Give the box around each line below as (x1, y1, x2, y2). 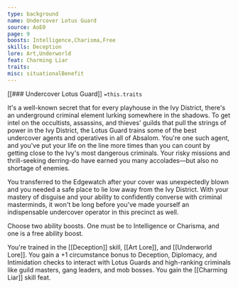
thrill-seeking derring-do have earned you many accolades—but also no (7, 156, 219, 164)
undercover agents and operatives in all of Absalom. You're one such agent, (7, 133, 229, 142)
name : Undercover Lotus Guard (7, 17, 97, 24)
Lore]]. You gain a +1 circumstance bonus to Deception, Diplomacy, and (7, 250, 217, 259)
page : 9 (7, 30, 31, 38)
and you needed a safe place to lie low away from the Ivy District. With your (7, 185, 229, 193)
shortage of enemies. (7, 164, 70, 172)
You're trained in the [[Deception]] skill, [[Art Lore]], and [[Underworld (7, 242, 212, 251)
